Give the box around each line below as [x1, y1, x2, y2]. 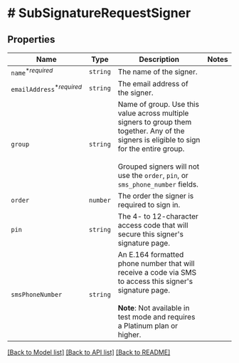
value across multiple [117, 108, 189, 118]
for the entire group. [117, 144, 185, 154]
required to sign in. [117, 200, 181, 210]
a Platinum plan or [117, 321, 179, 331]
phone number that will [117, 258, 195, 268]
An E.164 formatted [117, 250, 184, 260]
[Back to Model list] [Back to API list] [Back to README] [7, 348, 171, 357]
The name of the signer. [117, 67, 198, 77]
